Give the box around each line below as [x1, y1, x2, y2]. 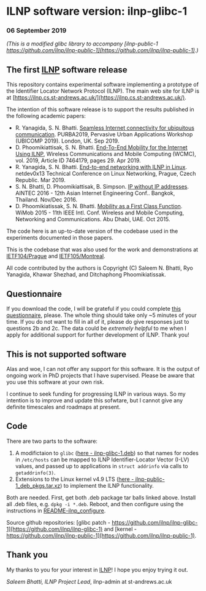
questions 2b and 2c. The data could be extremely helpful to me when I [6, 324, 187, 332]
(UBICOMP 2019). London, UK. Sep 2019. [15, 137, 120, 145]
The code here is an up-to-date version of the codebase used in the [6, 227, 178, 235]
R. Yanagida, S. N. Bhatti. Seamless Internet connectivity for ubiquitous [15, 124, 195, 131]
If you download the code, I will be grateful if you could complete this [6, 305, 181, 313]
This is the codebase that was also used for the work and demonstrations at [6, 246, 198, 253]
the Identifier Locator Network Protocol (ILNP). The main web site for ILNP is [6, 87, 200, 95]
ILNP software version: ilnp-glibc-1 [6, 4, 188, 18]
